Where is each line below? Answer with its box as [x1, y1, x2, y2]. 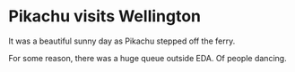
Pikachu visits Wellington [8, 6, 202, 27]
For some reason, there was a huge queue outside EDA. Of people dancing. [8, 52, 288, 63]
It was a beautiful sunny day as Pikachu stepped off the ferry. [8, 36, 236, 46]
